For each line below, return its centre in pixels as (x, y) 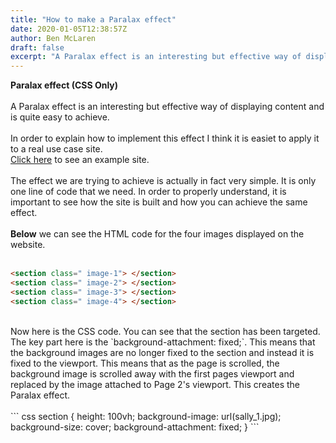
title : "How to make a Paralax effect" (93, 19)
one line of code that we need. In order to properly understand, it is (148, 192)
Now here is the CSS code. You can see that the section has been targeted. (165, 331)
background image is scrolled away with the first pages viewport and (152, 373)
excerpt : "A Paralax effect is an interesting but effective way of (156, 57)
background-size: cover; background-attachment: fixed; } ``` (135, 427)
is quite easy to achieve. (60, 117)
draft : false (37, 47)
